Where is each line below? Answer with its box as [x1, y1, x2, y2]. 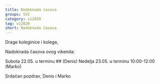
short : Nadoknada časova [5, 26, 57, 31]
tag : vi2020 [5, 21, 30, 26]
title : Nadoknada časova [5, 7, 57, 12]
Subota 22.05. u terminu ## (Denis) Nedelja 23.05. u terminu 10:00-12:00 [5, 58, 156, 64]
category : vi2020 [5, 16, 41, 21]
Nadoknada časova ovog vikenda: [5, 49, 75, 55]
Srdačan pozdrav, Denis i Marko [5, 73, 71, 79]
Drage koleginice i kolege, [5, 39, 59, 45]
